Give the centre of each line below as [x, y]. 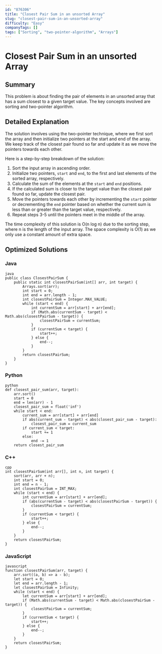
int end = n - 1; [31, 485]
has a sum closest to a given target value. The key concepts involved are [78, 101]
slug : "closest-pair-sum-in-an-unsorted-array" [54, 19]
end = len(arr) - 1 [33, 402]
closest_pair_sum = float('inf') [48, 407]
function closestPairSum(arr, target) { [47, 571]
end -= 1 [40, 441]
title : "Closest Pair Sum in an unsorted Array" [55, 14]
